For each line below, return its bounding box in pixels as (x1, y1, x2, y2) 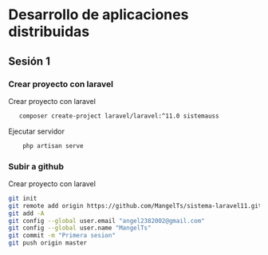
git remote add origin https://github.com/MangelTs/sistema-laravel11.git (8, 201, 262, 209)
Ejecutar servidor (8, 126, 65, 136)
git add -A (8, 209, 45, 217)
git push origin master (8, 239, 88, 247)
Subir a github (8, 161, 65, 172)
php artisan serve (22, 141, 84, 149)
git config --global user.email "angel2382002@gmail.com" (8, 217, 205, 225)
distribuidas (8, 22, 90, 41)
